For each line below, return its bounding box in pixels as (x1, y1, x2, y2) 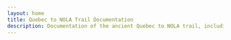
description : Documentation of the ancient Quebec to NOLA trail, (7, 22, 201, 29)
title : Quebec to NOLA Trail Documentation (7, 16, 134, 23)
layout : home (7, 9, 45, 17)
